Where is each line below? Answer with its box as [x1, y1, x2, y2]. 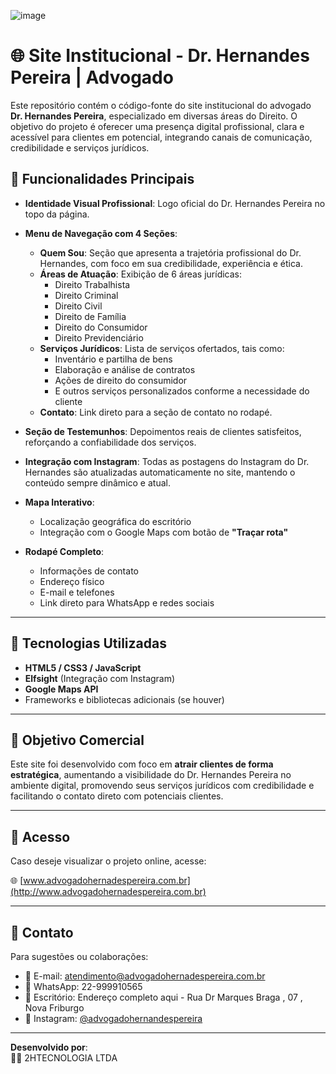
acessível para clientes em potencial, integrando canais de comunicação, [10, 131, 313, 143]
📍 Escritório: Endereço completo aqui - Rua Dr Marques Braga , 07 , [24, 991, 303, 1003]
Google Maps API [24, 683, 99, 695]
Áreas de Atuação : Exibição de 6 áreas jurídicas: [39, 268, 243, 280]
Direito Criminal [54, 289, 119, 301]
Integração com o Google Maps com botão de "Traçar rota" [39, 526, 289, 538]
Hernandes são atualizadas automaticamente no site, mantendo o [24, 466, 296, 478]
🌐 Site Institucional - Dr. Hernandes [10, 45, 310, 67]
